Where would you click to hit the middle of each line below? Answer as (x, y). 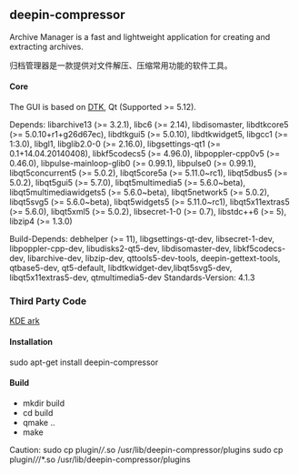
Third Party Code (48, 301)
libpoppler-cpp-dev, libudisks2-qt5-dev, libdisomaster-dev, (120, 248)
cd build (38, 412)
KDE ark (25, 321)
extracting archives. (46, 46)
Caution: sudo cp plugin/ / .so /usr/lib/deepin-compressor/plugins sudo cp (146, 449)
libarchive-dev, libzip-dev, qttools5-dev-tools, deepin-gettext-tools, (154, 258)
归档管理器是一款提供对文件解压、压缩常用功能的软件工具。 (121, 65)
